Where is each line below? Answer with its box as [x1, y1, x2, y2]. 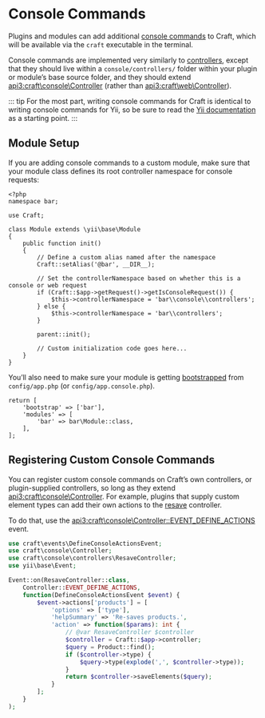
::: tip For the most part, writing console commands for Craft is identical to [8, 96, 251, 106]
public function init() [22, 239, 102, 247]
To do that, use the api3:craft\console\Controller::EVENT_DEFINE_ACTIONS [8, 515, 255, 525]
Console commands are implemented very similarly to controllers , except [8, 55, 249, 65]
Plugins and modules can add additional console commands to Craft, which [8, 31, 257, 41]
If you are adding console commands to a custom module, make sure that [8, 158, 251, 167]
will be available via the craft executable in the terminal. [8, 39, 194, 49]
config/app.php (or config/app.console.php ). [8, 381, 156, 391]
